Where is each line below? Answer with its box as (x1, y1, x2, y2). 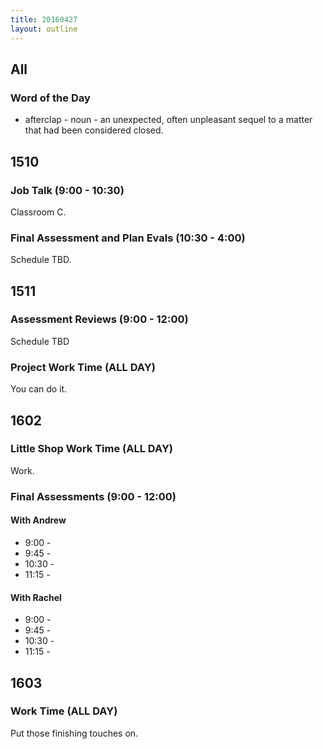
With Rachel (10, 591, 62, 603)
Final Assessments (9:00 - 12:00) (10, 489, 177, 503)
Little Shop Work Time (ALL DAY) (10, 442, 174, 456)
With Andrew (10, 514, 67, 526)
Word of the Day (10, 91, 91, 105)
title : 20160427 (10, 14, 78, 25)
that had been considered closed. (24, 124, 164, 136)
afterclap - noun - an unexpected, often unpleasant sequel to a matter (24, 114, 313, 126)
